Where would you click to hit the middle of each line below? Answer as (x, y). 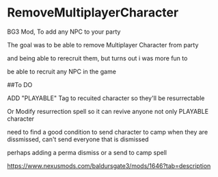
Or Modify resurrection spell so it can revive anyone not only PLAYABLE (108, 111)
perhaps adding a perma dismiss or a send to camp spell (87, 152)
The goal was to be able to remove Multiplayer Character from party (103, 45)
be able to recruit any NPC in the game (62, 71)
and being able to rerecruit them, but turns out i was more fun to (97, 58)
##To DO (20, 84)
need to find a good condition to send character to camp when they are (108, 132)
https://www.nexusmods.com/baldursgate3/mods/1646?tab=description (109, 165)
